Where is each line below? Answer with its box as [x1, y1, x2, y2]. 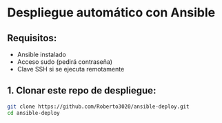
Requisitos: [7, 32, 57, 44]
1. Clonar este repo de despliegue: [7, 85, 157, 97]
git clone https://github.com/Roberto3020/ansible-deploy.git [7, 103, 190, 110]
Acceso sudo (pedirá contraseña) [17, 58, 112, 66]
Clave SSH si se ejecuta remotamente [17, 65, 125, 73]
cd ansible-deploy [7, 109, 60, 116]
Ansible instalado [17, 50, 67, 58]
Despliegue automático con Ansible [7, 5, 216, 21]
